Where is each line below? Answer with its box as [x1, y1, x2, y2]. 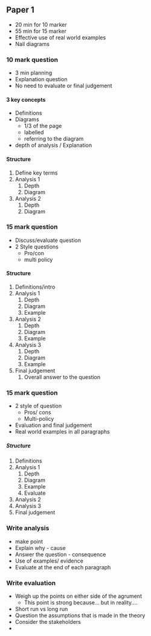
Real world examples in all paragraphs [14, 428, 110, 435]
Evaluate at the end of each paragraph [14, 563, 111, 571]
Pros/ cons [24, 409, 51, 416]
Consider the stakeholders [14, 618, 82, 625]
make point [14, 538, 43, 545]
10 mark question [6, 55, 59, 64]
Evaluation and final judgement [14, 421, 92, 429]
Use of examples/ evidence [14, 557, 83, 564]
